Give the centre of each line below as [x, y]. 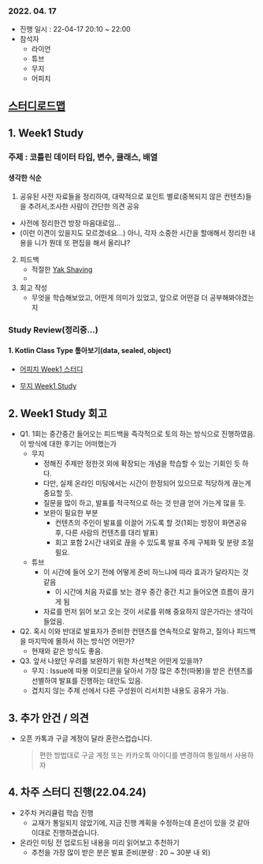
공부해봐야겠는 [232, 298]
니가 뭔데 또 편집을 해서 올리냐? [82, 243]
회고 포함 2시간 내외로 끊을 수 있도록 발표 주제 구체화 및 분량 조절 [154, 543]
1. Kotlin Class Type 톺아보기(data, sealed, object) [90, 350]
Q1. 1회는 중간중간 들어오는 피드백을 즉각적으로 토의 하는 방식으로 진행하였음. [137, 434]
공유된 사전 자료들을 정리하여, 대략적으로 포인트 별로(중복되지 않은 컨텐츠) [132, 197]
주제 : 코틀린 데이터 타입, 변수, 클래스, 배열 [83, 157]
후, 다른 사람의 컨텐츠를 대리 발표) [107, 533]
